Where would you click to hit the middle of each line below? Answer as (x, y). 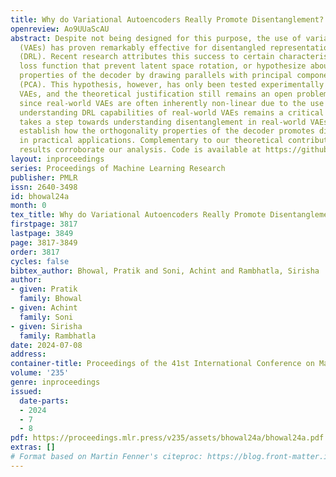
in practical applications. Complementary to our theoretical (151, 141)
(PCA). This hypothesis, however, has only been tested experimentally (172, 85)
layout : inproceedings (57, 159)
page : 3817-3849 (44, 242)
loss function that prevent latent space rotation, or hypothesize (163, 66)
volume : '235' (40, 373)
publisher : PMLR (44, 177)
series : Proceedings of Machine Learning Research (118, 168)
